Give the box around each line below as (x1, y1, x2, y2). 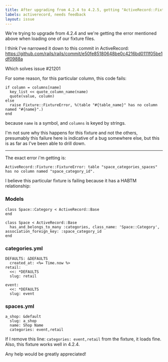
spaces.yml (5, 302, 34, 309)
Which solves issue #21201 (5, 66, 61, 72)
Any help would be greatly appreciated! (5, 351, 86, 357)
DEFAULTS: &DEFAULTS (5, 256, 48, 261)
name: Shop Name (9, 323, 43, 328)
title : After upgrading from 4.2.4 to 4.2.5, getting (5, 7, 120, 13)
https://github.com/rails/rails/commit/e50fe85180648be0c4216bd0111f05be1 (5, 51, 163, 57)
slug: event (9, 291, 35, 296)
